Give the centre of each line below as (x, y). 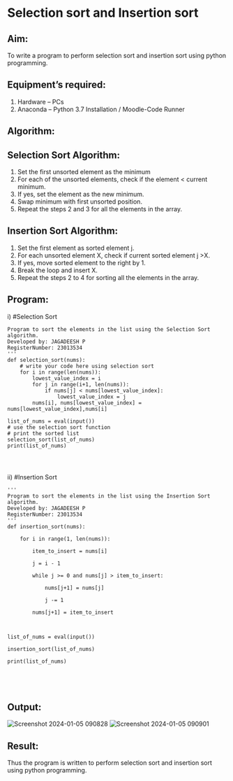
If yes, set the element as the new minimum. (81, 195)
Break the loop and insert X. (57, 270)
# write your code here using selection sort (87, 366)
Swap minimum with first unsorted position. (80, 202)
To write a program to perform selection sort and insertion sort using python (117, 55)
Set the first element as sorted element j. (76, 248)
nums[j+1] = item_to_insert (73, 612)
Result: (23, 746)
